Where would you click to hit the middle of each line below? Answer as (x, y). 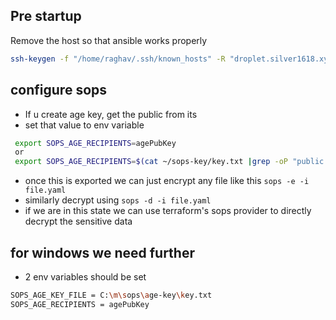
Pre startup (46, 16)
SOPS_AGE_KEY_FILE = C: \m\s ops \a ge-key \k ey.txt (111, 295)
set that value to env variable (84, 125)
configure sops (59, 90)
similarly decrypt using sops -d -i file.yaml (118, 200)
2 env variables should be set (85, 276)
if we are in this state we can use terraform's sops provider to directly (168, 211)
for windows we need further (102, 252)
